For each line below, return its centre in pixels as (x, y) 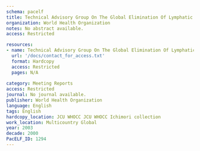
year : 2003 (20, 128)
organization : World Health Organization (58, 23)
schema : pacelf (25, 12)
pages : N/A (25, 72)
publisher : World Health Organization (54, 100)
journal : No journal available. (46, 95)
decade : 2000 (22, 134)
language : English (29, 106)
